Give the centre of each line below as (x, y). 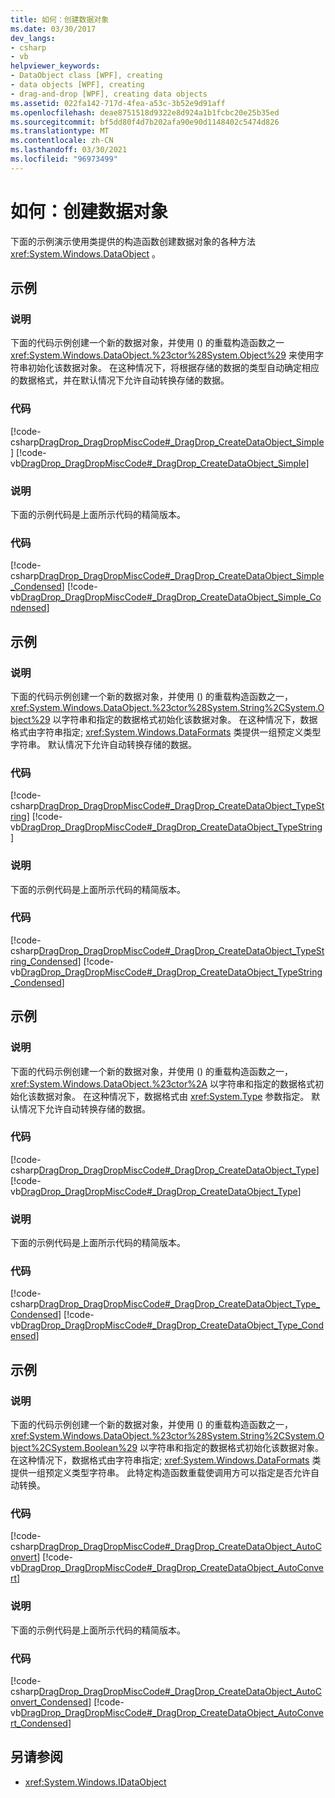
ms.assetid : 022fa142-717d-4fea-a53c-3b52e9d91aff (118, 103)
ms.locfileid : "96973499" (64, 159)
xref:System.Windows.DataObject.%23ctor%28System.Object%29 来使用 (162, 355)
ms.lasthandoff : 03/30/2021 (69, 150)
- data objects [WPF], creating (77, 85)
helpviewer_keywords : (55, 66)
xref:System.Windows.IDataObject (95, 1782)
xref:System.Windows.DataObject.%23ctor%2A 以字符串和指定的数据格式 (163, 1083)
